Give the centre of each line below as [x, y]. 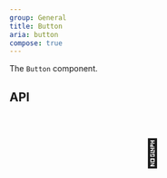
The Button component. [54, 69]
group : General [38, 18]
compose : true [36, 43]
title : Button [36, 26]
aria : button [34, 34]
